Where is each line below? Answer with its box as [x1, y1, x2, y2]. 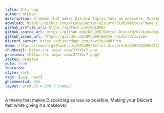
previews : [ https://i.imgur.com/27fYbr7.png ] [5, 52, 99, 57]
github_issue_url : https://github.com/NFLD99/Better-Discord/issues [5, 34, 147, 39]
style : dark [5, 70, 29, 75]
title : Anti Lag [5, 7, 38, 12]
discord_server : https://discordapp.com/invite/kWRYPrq [5, 39, 121, 44]
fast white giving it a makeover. [5, 102, 68, 108]
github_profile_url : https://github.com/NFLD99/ [5, 25, 106, 30]
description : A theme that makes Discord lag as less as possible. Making [5, 16, 161, 21]
